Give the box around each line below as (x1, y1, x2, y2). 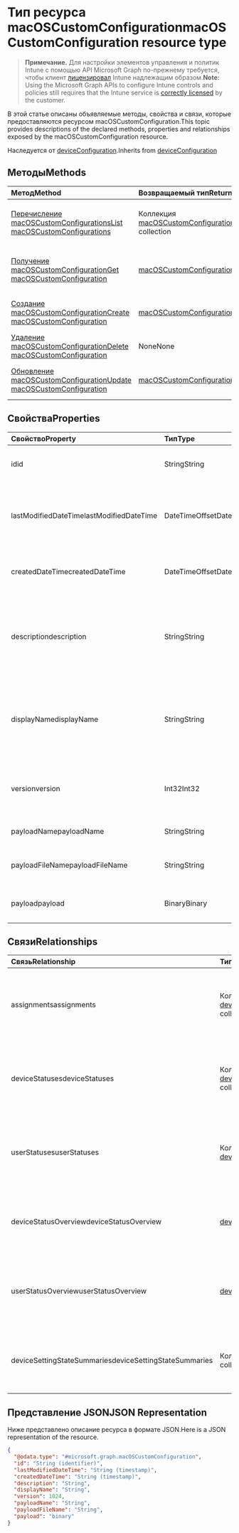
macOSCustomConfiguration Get (11, 265, 119, 275)
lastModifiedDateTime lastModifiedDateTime (11, 510, 158, 520)
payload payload (11, 898, 65, 908)
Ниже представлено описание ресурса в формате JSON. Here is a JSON (7, 1426, 226, 1434)
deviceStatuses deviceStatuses (11, 1073, 115, 1083)
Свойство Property (11, 433, 77, 443)
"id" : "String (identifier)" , (14, 1460, 103, 1467)
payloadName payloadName (11, 826, 105, 836)
